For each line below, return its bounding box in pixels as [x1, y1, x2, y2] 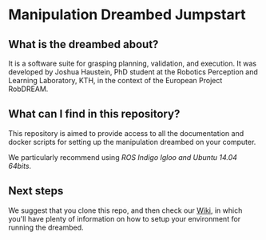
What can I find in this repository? [8, 107, 181, 121]
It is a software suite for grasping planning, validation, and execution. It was [8, 58, 257, 68]
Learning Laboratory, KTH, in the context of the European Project [8, 76, 223, 85]
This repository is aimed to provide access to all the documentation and [8, 128, 244, 138]
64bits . [8, 161, 32, 170]
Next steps [8, 184, 64, 198]
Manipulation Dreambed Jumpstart [8, 6, 246, 24]
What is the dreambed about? [8, 38, 159, 51]
